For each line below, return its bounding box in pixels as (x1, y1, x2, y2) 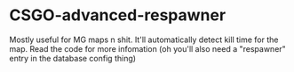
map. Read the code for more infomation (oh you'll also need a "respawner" (9, 43, 286, 54)
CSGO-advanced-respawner (9, 5, 226, 25)
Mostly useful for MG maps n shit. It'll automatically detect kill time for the (9, 34, 279, 45)
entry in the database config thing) (9, 53, 136, 63)
